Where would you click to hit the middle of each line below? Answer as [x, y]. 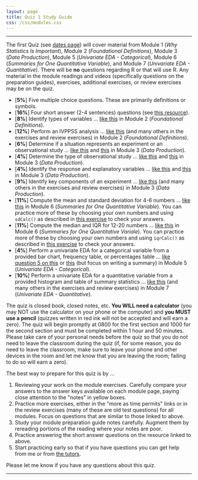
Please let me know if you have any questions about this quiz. [81, 465]
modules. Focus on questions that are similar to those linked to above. [99, 416]
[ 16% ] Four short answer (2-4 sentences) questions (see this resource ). [102, 113]
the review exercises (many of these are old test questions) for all [94, 410]
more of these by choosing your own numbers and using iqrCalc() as [99, 238]
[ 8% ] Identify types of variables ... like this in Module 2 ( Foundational [99, 119]
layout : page [22, 11]
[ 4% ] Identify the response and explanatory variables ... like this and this [103, 169]
